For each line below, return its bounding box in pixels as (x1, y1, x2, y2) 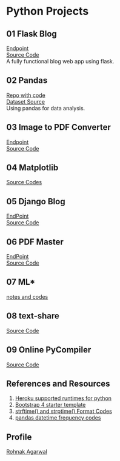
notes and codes (6, 293, 48, 300)
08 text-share (6, 311, 59, 321)
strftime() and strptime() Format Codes (15, 407, 112, 415)
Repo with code (6, 91, 45, 99)
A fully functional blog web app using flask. (6, 58, 115, 65)
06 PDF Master (6, 237, 64, 247)
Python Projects (6, 4, 89, 18)
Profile (6, 432, 32, 442)
